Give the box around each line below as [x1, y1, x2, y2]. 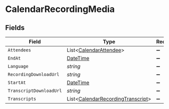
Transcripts [8, 96, 37, 101]
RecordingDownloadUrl [8, 71, 59, 77]
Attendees [8, 47, 31, 53]
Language [8, 63, 29, 69]
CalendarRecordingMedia [5, 3, 115, 15]
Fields [5, 23, 25, 32]
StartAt [8, 80, 26, 85]
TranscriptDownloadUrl [8, 88, 62, 93]
